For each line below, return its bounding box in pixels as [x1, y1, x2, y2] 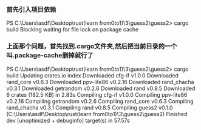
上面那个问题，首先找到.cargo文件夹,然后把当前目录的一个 [6, 42, 177, 51]
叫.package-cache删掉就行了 [6, 51, 94, 60]
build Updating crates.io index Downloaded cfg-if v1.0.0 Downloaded [6, 71, 179, 79]
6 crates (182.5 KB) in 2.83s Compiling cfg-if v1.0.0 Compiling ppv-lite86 [6, 91, 188, 98]
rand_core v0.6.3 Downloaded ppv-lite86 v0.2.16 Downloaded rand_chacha [6, 78, 194, 85]
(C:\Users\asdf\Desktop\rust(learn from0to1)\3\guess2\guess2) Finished [6, 110, 188, 117]
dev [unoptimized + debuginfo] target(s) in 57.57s [6, 117, 131, 124]
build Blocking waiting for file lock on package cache [6, 26, 139, 33]
